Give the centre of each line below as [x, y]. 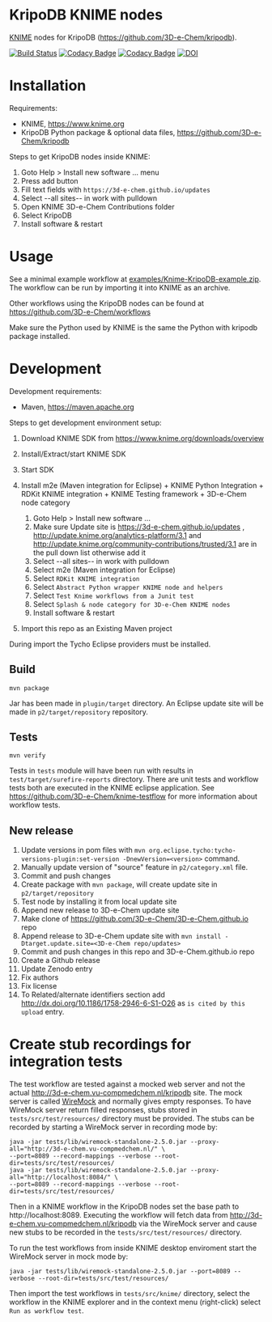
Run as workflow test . [47, 1311]
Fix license [39, 986]
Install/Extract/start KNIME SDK [73, 454]
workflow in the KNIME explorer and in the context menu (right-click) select [135, 1302]
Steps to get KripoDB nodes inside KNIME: [80, 156]
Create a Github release [60, 960]
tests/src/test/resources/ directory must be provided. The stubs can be [132, 1119]
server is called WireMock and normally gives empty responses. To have [130, 1101]
